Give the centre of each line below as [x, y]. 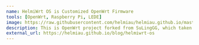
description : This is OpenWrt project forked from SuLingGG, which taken [99, 28]
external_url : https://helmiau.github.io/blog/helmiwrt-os [81, 33]
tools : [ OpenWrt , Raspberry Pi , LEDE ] [54, 17]
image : [14, 22]
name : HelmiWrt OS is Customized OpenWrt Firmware [70, 11]
